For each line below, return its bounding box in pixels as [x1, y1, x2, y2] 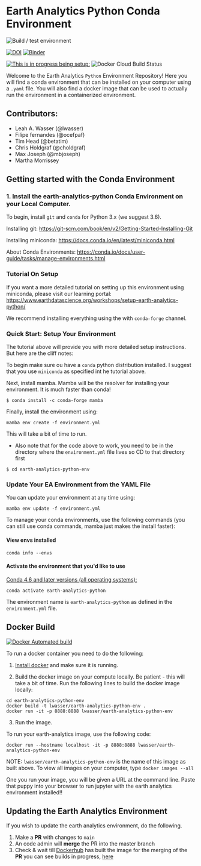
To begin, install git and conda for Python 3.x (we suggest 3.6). [6, 213, 162, 221]
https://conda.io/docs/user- [77, 248, 146, 256]
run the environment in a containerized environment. [6, 91, 136, 98]
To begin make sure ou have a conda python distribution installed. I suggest [6, 362, 192, 369]
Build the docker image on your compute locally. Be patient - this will [14, 673, 185, 680]
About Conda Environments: [6, 248, 76, 256]
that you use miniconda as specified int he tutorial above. [6, 368, 146, 375]
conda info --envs [6, 550, 52, 556]
